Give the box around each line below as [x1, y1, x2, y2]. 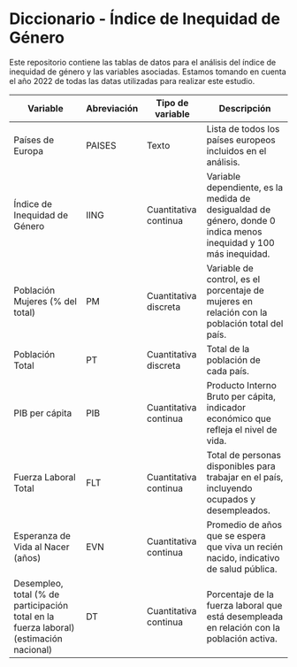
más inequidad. [206, 248, 270, 260]
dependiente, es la [206, 181, 284, 194]
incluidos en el [206, 144, 267, 157]
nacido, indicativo [206, 551, 280, 563]
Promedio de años [206, 518, 283, 531]
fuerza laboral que [206, 599, 283, 611]
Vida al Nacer [13, 540, 70, 553]
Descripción [218, 102, 271, 114]
